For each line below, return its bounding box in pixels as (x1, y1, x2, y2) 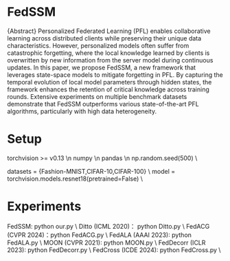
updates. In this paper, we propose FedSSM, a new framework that (7, 63, 196, 71)
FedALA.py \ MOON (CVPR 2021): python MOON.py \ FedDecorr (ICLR (7, 238, 206, 247)
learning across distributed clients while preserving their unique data (7, 34, 202, 42)
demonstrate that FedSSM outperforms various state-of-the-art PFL (7, 100, 199, 108)
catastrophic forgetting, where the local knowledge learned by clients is (7, 49, 210, 57)
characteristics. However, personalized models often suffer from (7, 41, 189, 49)
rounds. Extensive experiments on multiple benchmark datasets (7, 92, 187, 100)
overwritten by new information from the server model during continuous (7, 56, 214, 64)
